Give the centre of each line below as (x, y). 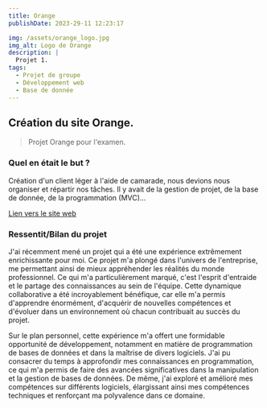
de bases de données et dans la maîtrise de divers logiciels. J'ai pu (119, 352)
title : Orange (32, 16)
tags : (17, 68)
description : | (34, 53)
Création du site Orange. (71, 123)
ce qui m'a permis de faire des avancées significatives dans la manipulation (133, 369)
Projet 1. (32, 60)
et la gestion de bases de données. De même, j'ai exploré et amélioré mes (131, 378)
